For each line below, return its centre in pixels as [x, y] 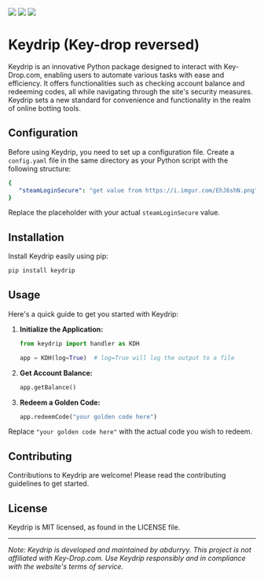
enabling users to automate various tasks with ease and [134, 75]
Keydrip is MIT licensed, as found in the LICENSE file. [94, 527]
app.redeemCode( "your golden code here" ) [88, 416]
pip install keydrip [42, 271]
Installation [36, 237]
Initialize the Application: [61, 329]
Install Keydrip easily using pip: [58, 256]
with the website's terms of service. [66, 566]
